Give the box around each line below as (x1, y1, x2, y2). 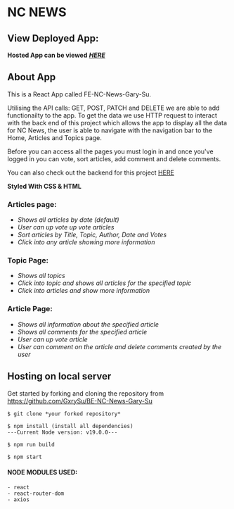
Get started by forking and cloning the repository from (7, 389, 164, 398)
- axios (7, 496, 30, 503)
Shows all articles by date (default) (17, 215, 119, 224)
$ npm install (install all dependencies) (7, 422, 134, 429)
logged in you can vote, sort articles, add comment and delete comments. (7, 154, 221, 163)
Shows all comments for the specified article (17, 327, 148, 336)
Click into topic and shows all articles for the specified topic (17, 279, 192, 287)
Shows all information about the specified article (17, 320, 160, 328)
